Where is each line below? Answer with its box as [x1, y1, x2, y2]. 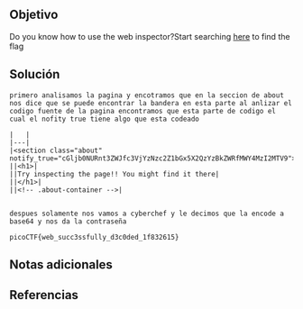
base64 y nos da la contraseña [9, 216, 127, 226]
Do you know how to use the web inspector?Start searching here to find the [9, 31, 290, 41]
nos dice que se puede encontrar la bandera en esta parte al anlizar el [9, 98, 293, 107]
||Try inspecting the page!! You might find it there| [9, 169, 220, 178]
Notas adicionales [9, 257, 113, 273]
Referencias [9, 287, 79, 303]
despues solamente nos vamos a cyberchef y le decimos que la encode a [9, 209, 284, 218]
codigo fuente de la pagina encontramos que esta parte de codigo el [9, 106, 277, 115]
